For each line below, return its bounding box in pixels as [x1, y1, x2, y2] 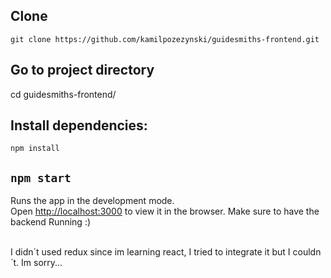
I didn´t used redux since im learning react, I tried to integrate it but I [10, 246, 291, 258]
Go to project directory [10, 62, 155, 79]
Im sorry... [21, 257, 63, 269]
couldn [292, 246, 322, 258]
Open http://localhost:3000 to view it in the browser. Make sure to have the [10, 205, 320, 218]
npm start [10, 170, 72, 185]
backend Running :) [10, 216, 92, 228]
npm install [10, 144, 60, 154]
